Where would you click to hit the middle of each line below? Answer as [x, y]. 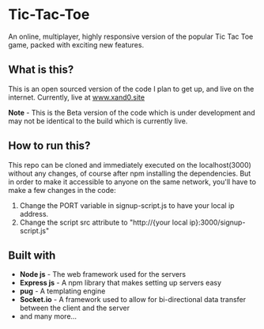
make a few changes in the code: [62, 190]
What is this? [41, 70]
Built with [32, 255]
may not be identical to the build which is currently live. [98, 121]
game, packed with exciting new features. [76, 44]
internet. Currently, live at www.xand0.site [76, 97]
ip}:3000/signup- [217, 222]
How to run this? [49, 146]
